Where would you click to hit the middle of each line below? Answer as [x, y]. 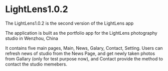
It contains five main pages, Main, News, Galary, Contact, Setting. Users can [84, 48]
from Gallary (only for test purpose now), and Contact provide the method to [84, 58]
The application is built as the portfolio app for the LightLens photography [81, 33]
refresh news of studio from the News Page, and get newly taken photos [80, 53]
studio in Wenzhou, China [32, 38]
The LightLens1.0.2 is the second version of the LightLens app [69, 23]
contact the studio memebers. [36, 64]
